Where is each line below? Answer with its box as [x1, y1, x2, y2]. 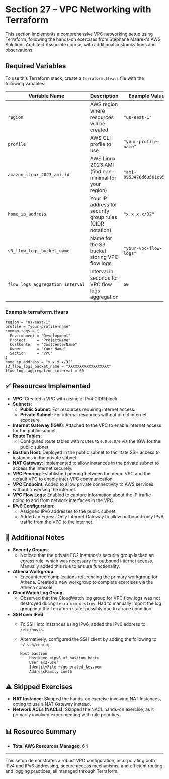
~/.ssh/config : [20, 641, 51, 647]
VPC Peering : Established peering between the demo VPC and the [12, 470, 151, 476]
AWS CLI [90, 134, 111, 141]
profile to [90, 140, 112, 147]
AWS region [90, 101, 118, 108]
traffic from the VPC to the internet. [20, 519, 94, 525]
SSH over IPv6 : [12, 611, 45, 617]
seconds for [90, 274, 119, 281]
